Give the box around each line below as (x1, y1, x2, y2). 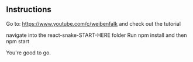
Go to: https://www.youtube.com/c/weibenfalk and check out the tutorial (6, 20, 181, 27)
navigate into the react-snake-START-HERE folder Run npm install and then (6, 32, 187, 39)
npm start (6, 37, 30, 44)
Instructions (6, 5, 51, 15)
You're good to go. (6, 49, 51, 56)
